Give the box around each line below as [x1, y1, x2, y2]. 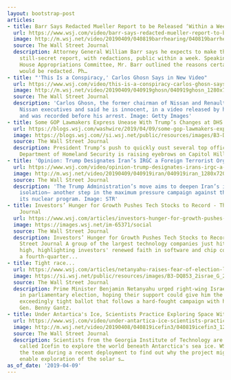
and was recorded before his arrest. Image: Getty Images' [19, 112, 192, 119]
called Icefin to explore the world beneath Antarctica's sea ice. [19, 343, 217, 350]
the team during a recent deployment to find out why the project [19, 349, 214, 357]
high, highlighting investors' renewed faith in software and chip [19, 247, 217, 254]
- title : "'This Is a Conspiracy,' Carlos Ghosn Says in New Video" [7, 74, 208, 81]
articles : [7, 17, 36, 23]
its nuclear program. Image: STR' [19, 196, 118, 203]
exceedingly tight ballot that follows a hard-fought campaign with [19, 298, 220, 305]
